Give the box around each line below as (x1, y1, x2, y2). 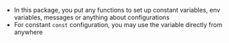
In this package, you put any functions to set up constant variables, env (13, 6, 221, 14)
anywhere (13, 28, 43, 36)
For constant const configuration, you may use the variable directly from (13, 21, 223, 28)
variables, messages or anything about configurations (13, 13, 170, 21)
